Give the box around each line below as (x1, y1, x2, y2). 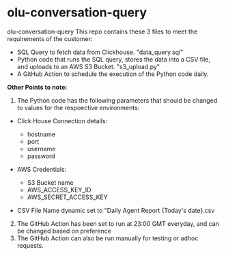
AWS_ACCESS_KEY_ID (27, 185, 91, 194)
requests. (16, 241, 44, 249)
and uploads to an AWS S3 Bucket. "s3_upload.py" (16, 62, 160, 71)
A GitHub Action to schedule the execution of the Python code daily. (16, 70, 209, 78)
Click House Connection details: (16, 116, 108, 125)
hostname (27, 130, 56, 138)
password (27, 152, 56, 160)
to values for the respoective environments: (16, 103, 140, 112)
